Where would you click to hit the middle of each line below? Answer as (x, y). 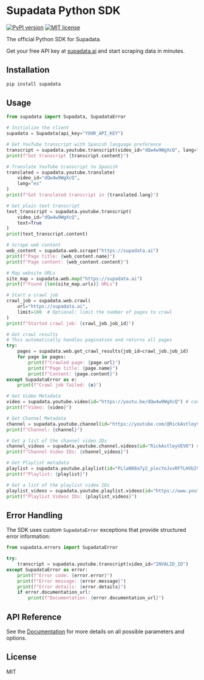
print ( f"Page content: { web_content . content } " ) (68, 262)
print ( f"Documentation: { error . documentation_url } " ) (96, 598)
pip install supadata (34, 84)
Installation (28, 70)
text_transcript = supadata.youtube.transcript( (69, 211)
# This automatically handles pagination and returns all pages (89, 340)
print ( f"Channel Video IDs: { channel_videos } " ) (68, 452)
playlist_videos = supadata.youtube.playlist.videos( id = (80, 491)
